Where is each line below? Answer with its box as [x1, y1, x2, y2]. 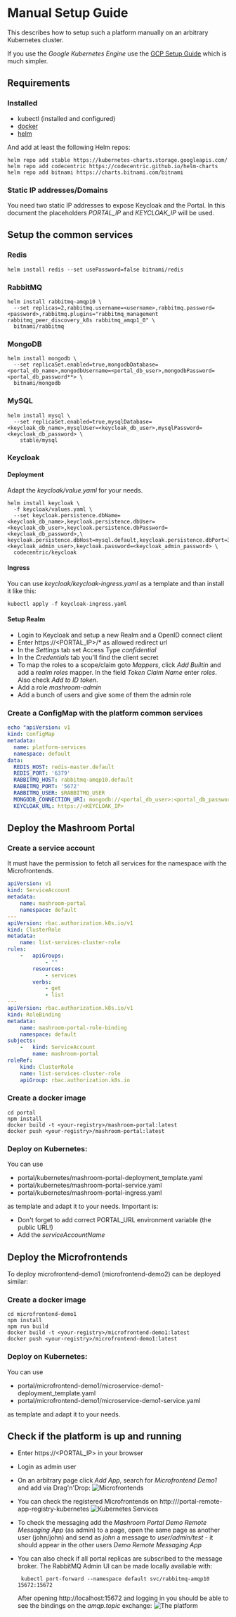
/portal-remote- [176, 1497, 223, 1506]
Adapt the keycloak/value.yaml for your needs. [7, 486, 143, 494]
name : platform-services [13, 744, 86, 751]
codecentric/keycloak [13, 549, 77, 556]
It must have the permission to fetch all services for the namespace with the [7, 859, 227, 868]
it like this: [7, 586, 37, 595]
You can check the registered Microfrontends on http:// [17, 1497, 178, 1506]
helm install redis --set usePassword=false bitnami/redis [7, 266, 184, 273]
